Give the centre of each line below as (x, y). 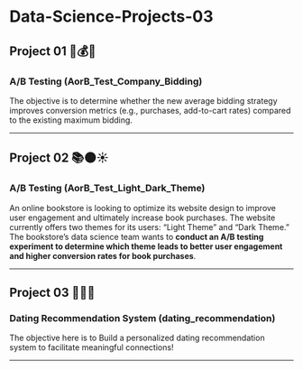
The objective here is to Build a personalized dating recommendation (137, 338)
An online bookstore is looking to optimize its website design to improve (143, 208)
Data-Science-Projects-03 (111, 17)
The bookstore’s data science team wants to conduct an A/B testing (137, 236)
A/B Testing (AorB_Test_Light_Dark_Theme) (107, 189)
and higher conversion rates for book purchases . (103, 255)
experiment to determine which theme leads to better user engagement (146, 246)
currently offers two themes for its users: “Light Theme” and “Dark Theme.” (150, 227)
